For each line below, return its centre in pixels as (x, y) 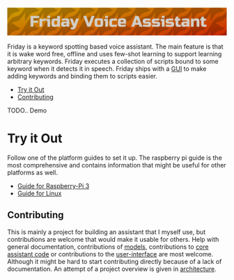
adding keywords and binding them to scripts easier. (83, 76)
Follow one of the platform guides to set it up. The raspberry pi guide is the (115, 158)
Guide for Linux (39, 193)
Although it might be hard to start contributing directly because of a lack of (115, 261)
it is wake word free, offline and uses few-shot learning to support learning (115, 53)
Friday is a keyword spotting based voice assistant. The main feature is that (116, 47)
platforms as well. (32, 172)
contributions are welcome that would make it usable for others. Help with (113, 239)
